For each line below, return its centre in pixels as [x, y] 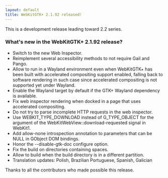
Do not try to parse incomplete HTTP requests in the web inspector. [82, 112]
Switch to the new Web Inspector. [47, 53]
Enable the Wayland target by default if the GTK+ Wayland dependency [86, 90]
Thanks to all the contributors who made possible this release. [70, 170]
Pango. [20, 64]
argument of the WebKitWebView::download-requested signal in [79, 123]
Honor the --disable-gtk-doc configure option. [61, 144]
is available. [25, 96]
